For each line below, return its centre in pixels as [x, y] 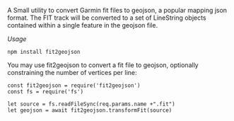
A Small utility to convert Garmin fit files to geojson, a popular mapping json [117, 10]
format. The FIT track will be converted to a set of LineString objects [107, 18]
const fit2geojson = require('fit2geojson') [74, 86]
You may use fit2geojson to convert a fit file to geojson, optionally [103, 65]
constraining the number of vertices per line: [72, 73]
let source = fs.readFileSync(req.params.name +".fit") [91, 104]
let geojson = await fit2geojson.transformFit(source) [90, 110]
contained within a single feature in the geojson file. [82, 25]
